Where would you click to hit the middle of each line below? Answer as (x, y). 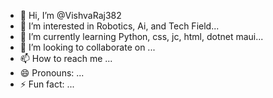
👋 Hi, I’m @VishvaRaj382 (70, 15)
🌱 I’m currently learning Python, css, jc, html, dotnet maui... (141, 36)
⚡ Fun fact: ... (47, 84)
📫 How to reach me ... (66, 58)
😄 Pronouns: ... (52, 73)
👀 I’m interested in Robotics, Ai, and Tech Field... (119, 26)
